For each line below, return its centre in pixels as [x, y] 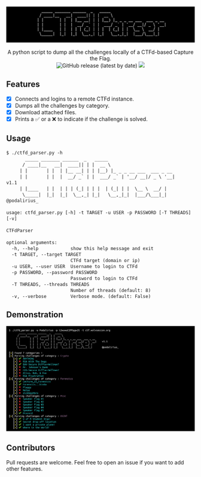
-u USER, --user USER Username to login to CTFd [74, 266]
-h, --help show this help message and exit [83, 248]
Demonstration [35, 315]
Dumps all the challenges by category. [62, 105]
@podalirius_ [22, 200]
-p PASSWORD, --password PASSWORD [54, 272]
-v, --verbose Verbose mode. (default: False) [81, 296]
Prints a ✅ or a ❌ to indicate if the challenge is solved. [81, 119]
